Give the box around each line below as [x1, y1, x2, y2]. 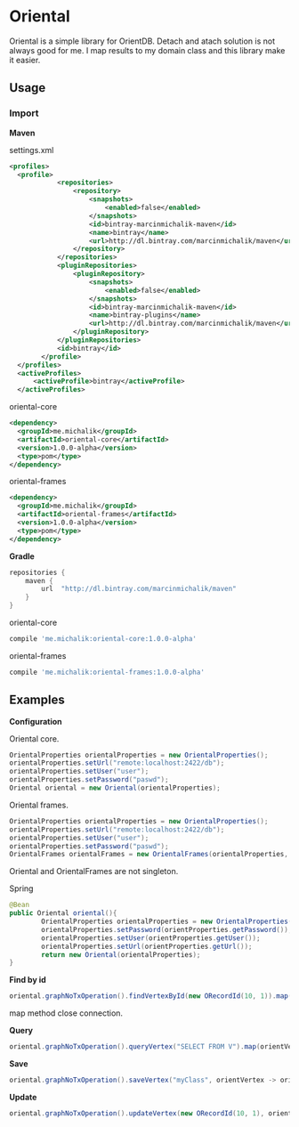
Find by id [9, 975, 46, 985]
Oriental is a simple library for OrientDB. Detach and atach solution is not [9, 36, 276, 46]
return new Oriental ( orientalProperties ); [41, 950, 201, 959]
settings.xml [9, 144, 54, 155]
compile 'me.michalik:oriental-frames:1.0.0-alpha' [9, 668, 205, 677]
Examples [9, 693, 65, 708]
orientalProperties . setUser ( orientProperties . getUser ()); [41, 933, 261, 943]
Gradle [9, 550, 36, 562]
